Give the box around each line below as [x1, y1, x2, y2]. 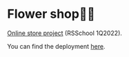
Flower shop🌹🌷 [7, 6, 95, 22]
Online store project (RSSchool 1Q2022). [7, 29, 123, 37]
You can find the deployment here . [7, 42, 106, 50]
